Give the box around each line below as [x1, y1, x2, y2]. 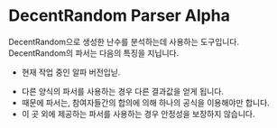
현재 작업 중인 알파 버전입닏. [21, 67, 121, 78]
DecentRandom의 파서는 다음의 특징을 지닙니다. [8, 47, 180, 59]
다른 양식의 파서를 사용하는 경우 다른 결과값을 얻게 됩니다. [21, 86, 225, 96]
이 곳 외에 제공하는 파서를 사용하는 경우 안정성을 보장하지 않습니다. [21, 108, 255, 119]
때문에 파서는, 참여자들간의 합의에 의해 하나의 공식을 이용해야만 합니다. [21, 96, 270, 108]
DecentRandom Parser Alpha [8, 5, 231, 26]
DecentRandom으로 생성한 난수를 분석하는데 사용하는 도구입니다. [8, 36, 240, 47]
